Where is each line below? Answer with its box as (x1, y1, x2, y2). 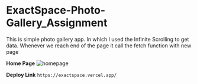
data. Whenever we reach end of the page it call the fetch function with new (6, 42, 192, 49)
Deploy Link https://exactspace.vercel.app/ (6, 71, 117, 78)
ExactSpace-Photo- (6, 4, 105, 17)
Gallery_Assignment (6, 16, 108, 30)
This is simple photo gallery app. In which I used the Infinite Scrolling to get (6, 35, 189, 43)
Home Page (6, 60, 35, 67)
